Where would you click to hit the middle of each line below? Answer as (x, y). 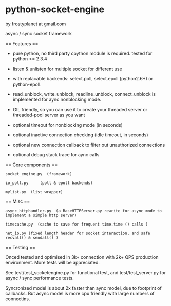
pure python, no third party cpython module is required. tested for (82, 53)
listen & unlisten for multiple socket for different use (67, 69)
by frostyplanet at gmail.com (36, 24)
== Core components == (32, 165)
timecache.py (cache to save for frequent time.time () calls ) (77, 224)
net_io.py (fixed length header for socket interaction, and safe (78, 233)
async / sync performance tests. (40, 278)
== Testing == (21, 247)
